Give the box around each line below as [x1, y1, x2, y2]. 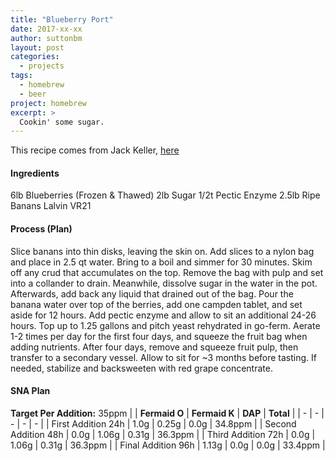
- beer [19, 89, 47, 99]
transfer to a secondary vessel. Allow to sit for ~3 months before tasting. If [10, 351, 317, 363]
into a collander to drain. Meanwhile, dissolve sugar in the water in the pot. [10, 277, 318, 289]
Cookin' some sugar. [19, 117, 105, 127]
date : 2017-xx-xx [10, 24, 83, 34]
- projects [19, 61, 65, 71]
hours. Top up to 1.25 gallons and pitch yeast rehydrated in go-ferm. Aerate [10, 319, 321, 331]
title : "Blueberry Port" [10, 14, 114, 25]
